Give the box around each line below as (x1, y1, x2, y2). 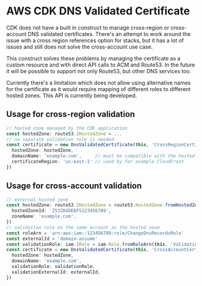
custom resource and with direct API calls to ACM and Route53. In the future (6, 61, 195, 68)
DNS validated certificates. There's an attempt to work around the (28, 30, 191, 37)
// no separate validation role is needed (6, 136, 114, 142)
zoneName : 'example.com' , (11, 213, 77, 219)
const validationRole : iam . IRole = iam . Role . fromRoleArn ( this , (6, 241, 168, 247)
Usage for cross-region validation (6, 109, 135, 119)
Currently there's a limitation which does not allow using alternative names (6, 79, 191, 86)
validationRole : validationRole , (11, 264, 96, 270)
